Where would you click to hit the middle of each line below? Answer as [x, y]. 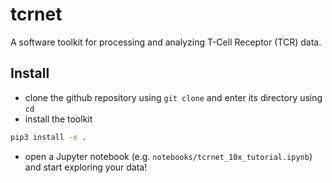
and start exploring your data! [86, 167]
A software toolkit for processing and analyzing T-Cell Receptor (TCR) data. [166, 42]
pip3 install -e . [48, 137]
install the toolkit [58, 119]
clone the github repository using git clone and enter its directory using [173, 97]
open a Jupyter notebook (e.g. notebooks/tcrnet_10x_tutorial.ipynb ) [168, 156]
